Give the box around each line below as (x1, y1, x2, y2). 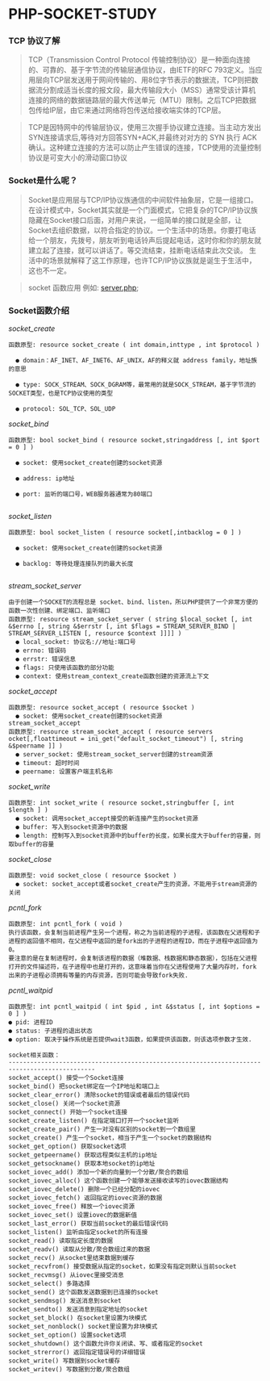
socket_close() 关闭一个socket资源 (8, 1099, 121, 1108)
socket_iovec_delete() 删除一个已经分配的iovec (8, 1186, 160, 1194)
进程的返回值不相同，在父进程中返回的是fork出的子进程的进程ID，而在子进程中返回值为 (8, 937, 258, 945)
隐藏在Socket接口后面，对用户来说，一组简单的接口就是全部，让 (27, 215, 243, 224)
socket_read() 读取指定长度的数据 (8, 1237, 114, 1245)
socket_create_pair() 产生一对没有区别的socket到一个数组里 (8, 1125, 196, 1134)
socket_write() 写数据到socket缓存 (8, 1357, 121, 1365)
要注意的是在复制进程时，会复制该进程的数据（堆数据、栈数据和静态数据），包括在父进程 (8, 954, 258, 963)
